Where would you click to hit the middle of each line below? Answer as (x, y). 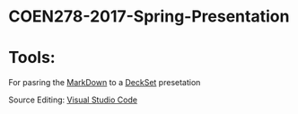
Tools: (32, 58)
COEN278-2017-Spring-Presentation (149, 17)
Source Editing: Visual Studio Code (73, 100)
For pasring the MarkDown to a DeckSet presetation (105, 83)
